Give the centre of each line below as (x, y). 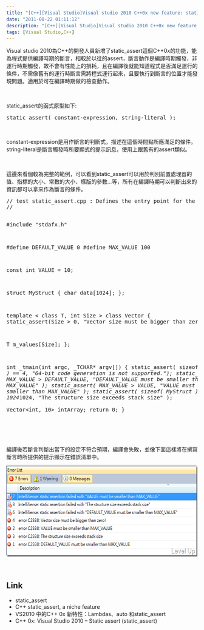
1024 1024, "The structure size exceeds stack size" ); (90, 398)
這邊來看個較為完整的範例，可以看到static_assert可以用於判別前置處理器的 (99, 174)
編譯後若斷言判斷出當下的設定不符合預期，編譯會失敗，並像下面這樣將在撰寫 (102, 450)
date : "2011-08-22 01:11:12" (43, 19)
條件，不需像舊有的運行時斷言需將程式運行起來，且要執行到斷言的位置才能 (99, 73)
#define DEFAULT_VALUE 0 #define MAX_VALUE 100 (78, 248)
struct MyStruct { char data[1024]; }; (66, 293)
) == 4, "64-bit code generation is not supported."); (90, 374)
